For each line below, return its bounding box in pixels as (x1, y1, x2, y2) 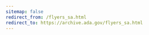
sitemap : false (5, 8, 44, 15)
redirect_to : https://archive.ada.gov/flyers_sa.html (5, 20, 144, 26)
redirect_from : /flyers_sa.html (5, 14, 87, 20)
